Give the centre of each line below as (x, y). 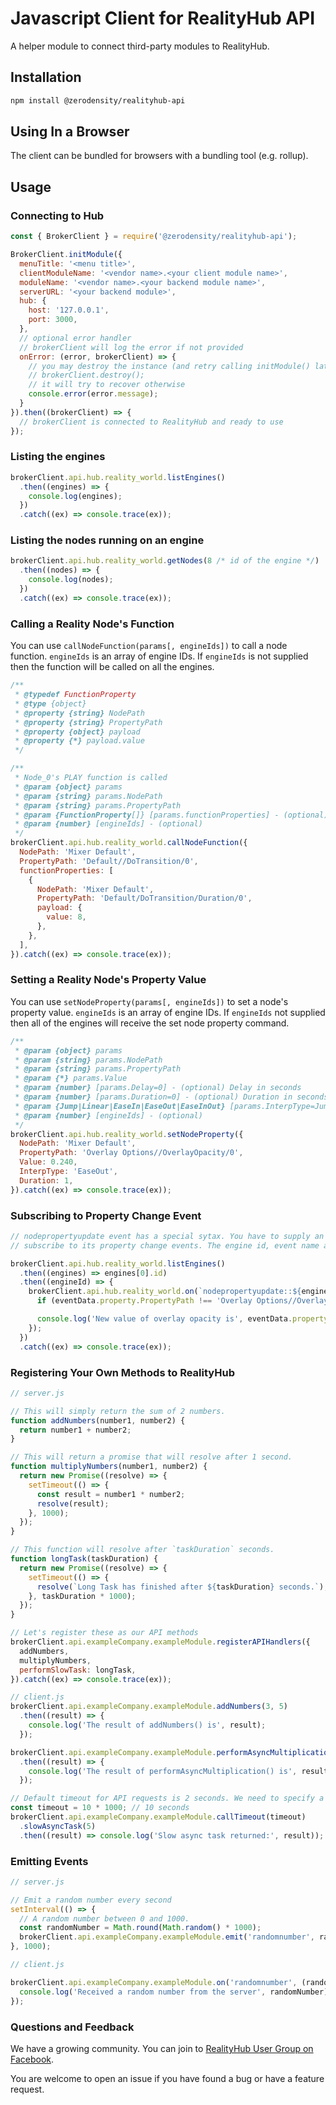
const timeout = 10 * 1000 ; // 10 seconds (100, 1808)
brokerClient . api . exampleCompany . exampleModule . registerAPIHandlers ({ (160, 1642)
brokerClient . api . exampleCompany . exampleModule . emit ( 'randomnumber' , (167, 1937)
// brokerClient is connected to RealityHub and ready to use (151, 422)
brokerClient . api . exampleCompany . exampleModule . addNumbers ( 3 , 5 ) (149, 1707)
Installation (46, 77)
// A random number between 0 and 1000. (104, 1918)
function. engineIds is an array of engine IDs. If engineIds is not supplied (159, 656)
